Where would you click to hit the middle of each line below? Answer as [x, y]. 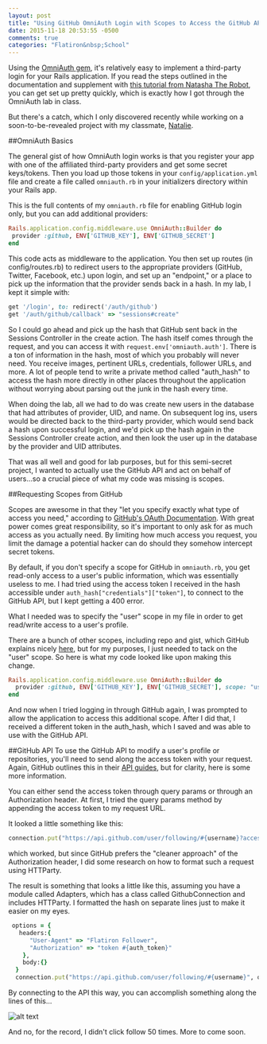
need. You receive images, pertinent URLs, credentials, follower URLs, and [130, 363]
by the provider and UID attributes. [65, 446]
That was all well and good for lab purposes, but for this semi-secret [120, 461]
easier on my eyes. [39, 911]
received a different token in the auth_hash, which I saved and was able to [130, 727]
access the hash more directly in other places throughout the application [127, 380]
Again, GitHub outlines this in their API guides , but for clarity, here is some [129, 767]
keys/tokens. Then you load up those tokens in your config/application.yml [133, 173]
